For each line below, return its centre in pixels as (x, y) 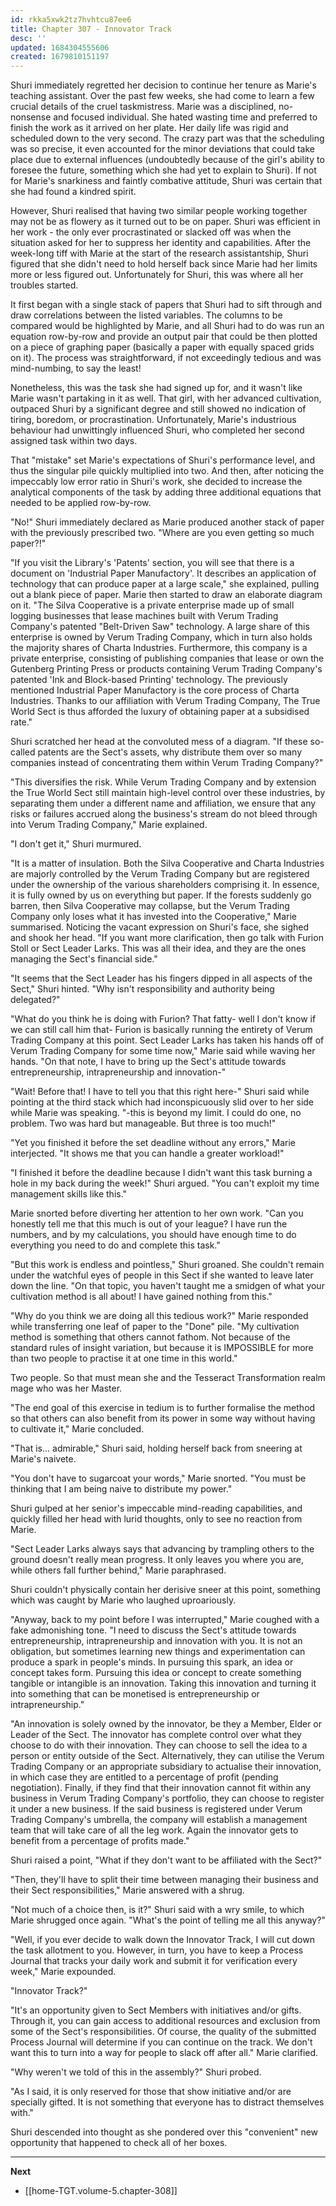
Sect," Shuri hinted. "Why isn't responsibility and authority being (142, 989)
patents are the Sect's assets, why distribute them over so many (170, 752)
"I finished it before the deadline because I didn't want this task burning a (161, 1173)
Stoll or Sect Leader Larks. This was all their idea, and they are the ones (158, 948)
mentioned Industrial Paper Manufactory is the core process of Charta (155, 690)
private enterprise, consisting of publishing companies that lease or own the (167, 658)
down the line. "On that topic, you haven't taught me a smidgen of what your (167, 1286)
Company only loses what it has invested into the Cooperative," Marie (153, 917)
